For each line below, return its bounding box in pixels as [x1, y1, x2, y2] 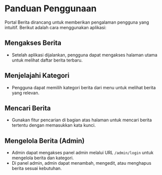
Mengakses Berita [4, 39, 62, 47]
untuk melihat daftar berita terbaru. [11, 57, 83, 63]
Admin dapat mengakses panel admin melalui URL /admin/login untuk [11, 150, 154, 156]
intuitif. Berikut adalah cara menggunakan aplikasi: [4, 24, 107, 30]
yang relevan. [11, 90, 40, 96]
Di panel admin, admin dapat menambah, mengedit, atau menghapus [11, 160, 152, 166]
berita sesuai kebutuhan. [11, 166, 62, 172]
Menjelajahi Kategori [4, 71, 70, 80]
